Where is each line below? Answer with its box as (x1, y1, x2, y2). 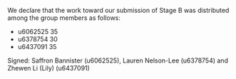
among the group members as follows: (7, 14, 121, 22)
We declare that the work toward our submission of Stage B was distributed (7, 6, 230, 14)
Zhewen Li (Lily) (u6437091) (7, 64, 91, 72)
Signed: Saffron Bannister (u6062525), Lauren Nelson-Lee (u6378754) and (7, 56, 228, 65)
